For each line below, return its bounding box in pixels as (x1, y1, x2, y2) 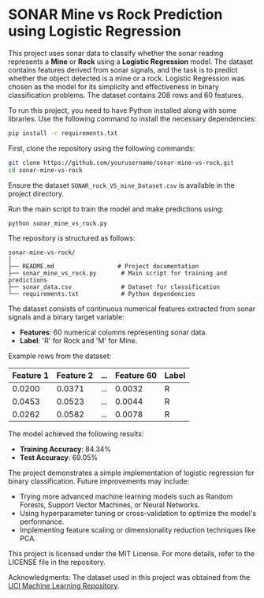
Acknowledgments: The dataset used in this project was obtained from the (8, 573, 251, 582)
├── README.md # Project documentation (8, 263, 199, 271)
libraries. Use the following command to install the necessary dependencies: (8, 114, 257, 123)
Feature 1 (12, 370, 50, 381)
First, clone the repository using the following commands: (8, 144, 195, 153)
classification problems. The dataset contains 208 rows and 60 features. (8, 90, 244, 99)
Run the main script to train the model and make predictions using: (8, 204, 225, 214)
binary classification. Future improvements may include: (8, 477, 190, 486)
